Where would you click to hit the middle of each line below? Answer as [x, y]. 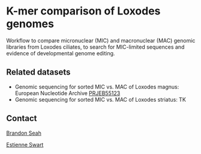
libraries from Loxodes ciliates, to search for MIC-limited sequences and [95, 47]
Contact [22, 119]
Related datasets [38, 72]
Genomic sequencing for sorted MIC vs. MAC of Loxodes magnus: [97, 87]
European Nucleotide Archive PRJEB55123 [67, 93]
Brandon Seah [24, 133]
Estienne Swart [25, 144]
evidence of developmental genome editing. [61, 53]
